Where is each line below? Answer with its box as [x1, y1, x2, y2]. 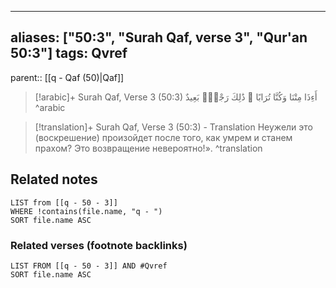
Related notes [10, 171, 98, 188]
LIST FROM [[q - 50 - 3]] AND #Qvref [10, 261, 168, 271]
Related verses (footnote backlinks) [10, 238, 188, 252]
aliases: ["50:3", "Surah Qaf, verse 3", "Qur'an [10, 29, 308, 46]
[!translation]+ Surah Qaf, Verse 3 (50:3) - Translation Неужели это [34, 121, 313, 133]
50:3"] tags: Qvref [10, 45, 128, 62]
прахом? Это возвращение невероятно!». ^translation [34, 142, 263, 154]
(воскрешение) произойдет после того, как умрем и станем [34, 131, 293, 143]
